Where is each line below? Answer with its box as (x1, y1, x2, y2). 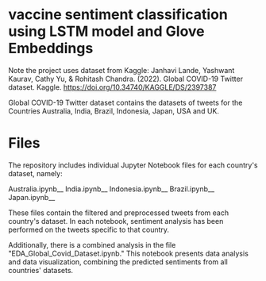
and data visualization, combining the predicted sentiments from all (8, 256, 228, 267)
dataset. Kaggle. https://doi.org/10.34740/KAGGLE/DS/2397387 (8, 82, 217, 92)
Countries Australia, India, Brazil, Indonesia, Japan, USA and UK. (8, 106, 220, 116)
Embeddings (8, 40, 94, 57)
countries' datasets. (8, 265, 74, 275)
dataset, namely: (8, 168, 63, 178)
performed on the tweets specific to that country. (8, 225, 169, 234)
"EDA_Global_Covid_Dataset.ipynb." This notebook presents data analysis (8, 248, 249, 258)
